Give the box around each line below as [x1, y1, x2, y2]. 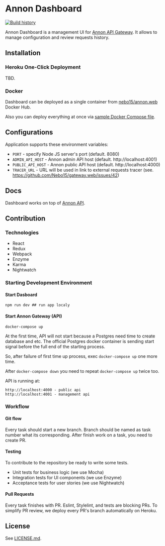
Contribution [5, 214, 46, 222]
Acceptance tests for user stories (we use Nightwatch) [12, 480, 125, 486]
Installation [5, 49, 41, 57]
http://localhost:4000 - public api [5, 387, 81, 392]
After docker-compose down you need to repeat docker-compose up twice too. [5, 368, 160, 374]
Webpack [12, 251, 32, 257]
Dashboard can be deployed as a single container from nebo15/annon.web [5, 99, 158, 105]
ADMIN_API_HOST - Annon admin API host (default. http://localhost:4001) [12, 156, 158, 162]
